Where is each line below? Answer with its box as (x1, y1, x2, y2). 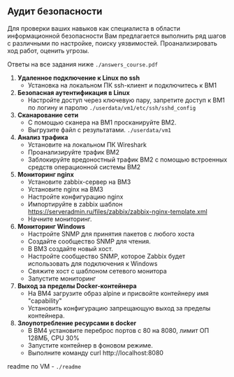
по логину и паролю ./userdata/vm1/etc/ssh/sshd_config (27, 103, 196, 111)
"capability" (27, 297, 62, 305)
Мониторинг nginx (17, 170, 75, 178)
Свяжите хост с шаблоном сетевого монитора (27, 266, 168, 275)
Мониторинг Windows (17, 222, 86, 230)
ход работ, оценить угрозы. (7, 46, 89, 55)
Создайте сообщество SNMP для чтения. (27, 237, 152, 246)
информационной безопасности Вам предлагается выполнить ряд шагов (7, 31, 226, 40)
